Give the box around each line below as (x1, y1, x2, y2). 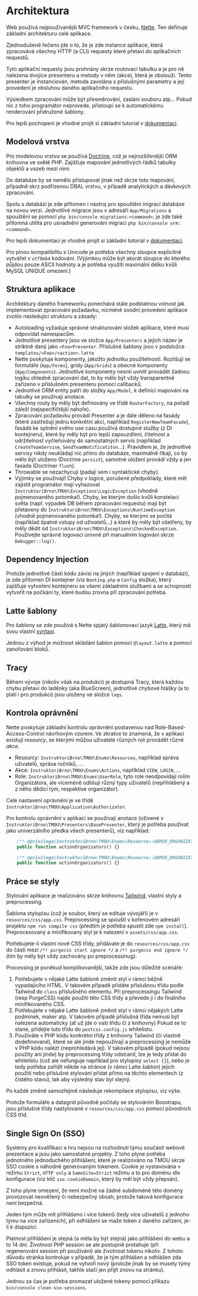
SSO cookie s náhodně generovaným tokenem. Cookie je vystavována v (6, 1163, 181, 1170)
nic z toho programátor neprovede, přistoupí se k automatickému (6, 102, 164, 109)
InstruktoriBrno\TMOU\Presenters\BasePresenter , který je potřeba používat (6, 821, 189, 828)
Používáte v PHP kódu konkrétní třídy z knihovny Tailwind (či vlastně (14, 1032, 181, 1039)
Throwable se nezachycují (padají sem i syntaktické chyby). (14, 468, 160, 475)
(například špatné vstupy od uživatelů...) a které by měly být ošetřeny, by (14, 518, 192, 525)
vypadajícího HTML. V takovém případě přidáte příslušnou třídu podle (14, 982, 184, 989)
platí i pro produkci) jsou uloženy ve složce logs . (6, 691, 124, 698)
